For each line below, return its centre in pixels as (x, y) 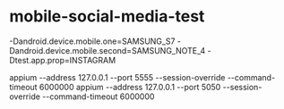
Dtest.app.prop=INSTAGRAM (63, 60)
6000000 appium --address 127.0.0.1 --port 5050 (130, 87)
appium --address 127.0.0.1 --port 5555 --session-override (117, 77)
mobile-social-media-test (107, 17)
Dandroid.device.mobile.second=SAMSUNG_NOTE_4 (108, 50)
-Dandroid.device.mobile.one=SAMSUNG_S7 (92, 41)
